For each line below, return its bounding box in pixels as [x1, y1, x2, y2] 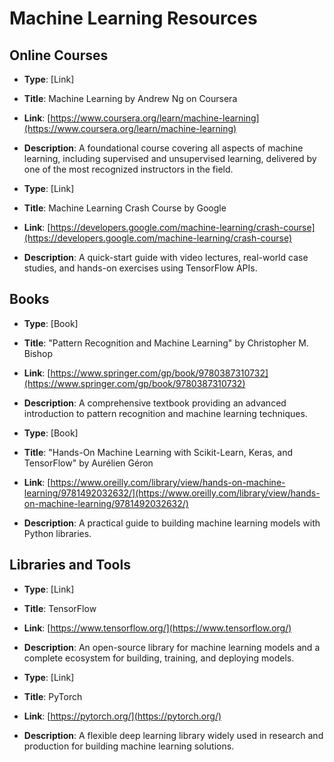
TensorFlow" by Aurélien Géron [23, 457, 154, 469]
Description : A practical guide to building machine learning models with [23, 517, 321, 529]
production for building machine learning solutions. [23, 740, 235, 752]
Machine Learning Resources [9, 7, 258, 30]
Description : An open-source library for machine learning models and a [23, 641, 321, 653]
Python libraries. [23, 527, 92, 539]
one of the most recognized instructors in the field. [23, 163, 234, 175]
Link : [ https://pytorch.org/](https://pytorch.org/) [23, 710, 222, 722]
